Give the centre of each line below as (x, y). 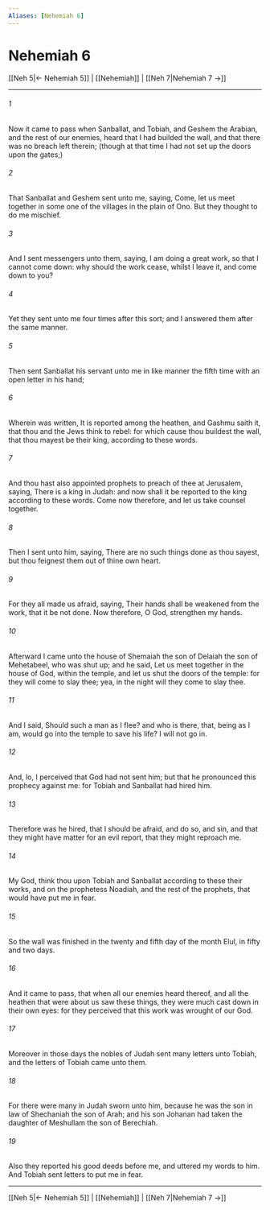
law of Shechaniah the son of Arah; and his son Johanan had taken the (125, 1114)
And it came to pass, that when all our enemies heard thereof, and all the (129, 993)
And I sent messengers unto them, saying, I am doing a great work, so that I (133, 258)
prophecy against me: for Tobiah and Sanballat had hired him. (110, 785)
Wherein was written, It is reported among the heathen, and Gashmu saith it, (135, 423)
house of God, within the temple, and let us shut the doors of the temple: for (134, 673)
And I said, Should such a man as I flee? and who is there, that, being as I (129, 725)
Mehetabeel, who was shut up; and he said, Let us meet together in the (126, 664)
